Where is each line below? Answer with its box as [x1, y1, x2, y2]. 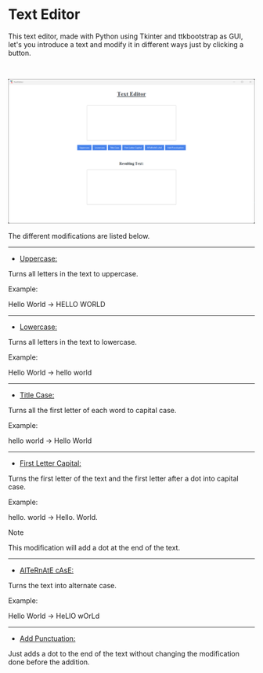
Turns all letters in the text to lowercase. [8, 338, 137, 347]
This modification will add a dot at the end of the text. [8, 543, 181, 553]
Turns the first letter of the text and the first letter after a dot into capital [8, 474, 239, 484]
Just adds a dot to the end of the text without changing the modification [8, 649, 240, 659]
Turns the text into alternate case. [8, 581, 117, 591]
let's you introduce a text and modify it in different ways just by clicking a [8, 39, 244, 49]
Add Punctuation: [19, 634, 76, 643]
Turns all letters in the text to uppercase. [8, 269, 139, 279]
